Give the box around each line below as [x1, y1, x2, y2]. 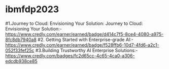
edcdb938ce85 [5, 58, 38, 64]
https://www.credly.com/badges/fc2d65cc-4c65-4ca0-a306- [5, 52, 135, 59]
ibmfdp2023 [5, 4, 59, 15]
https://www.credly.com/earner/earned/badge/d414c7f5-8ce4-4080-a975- [5, 31, 164, 37]
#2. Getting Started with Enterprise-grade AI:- [38, 37, 133, 43]
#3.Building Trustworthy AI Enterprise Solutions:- [35, 47, 138, 53]
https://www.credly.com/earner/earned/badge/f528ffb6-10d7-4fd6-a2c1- [5, 42, 159, 48]
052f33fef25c [5, 47, 35, 53]
